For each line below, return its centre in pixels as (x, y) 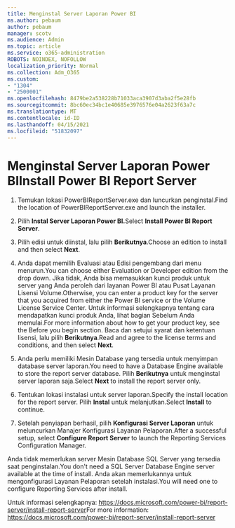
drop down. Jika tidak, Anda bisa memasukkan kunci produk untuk (114, 278)
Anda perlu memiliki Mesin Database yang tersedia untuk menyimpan (117, 359)
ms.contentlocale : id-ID (43, 118)
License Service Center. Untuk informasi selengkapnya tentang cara (116, 308)
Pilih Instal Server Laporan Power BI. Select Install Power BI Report (115, 221)
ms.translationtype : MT (42, 111)
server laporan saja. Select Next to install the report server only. (109, 381)
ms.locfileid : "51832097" (45, 131)
